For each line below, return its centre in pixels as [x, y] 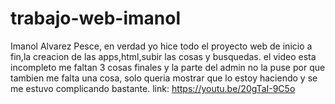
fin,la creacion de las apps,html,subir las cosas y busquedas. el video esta [163, 56]
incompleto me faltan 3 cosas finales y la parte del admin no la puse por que [168, 67]
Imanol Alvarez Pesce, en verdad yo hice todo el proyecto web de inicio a [161, 46]
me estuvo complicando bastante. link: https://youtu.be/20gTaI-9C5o [153, 88]
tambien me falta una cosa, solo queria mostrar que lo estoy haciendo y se [164, 78]
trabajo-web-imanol [96, 18]
